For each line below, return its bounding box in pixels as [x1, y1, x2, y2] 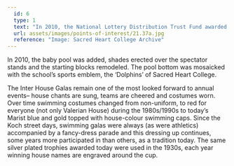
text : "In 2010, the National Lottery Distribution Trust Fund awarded [13, 23, 228, 30]
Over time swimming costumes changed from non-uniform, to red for [7, 99, 207, 107]
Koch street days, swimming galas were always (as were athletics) [7, 121, 199, 130]
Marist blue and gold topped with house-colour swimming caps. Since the [7, 113, 221, 123]
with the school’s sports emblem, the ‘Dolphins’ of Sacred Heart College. [7, 71, 217, 79]
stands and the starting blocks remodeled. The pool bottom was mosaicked [7, 63, 226, 71]
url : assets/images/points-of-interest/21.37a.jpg [13, 29, 165, 37]
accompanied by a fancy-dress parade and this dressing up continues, [7, 129, 212, 137]
